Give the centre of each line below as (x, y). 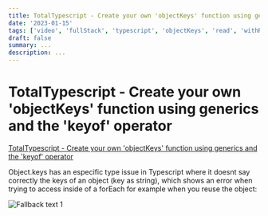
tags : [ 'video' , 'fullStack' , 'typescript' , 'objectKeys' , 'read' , (123, 30)
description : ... (37, 53)
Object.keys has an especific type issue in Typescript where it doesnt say (129, 171)
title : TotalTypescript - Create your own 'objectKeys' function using (130, 16)
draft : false (30, 38)
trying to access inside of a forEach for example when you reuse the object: (133, 189)
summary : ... (30, 45)
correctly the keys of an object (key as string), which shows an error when (130, 180)
